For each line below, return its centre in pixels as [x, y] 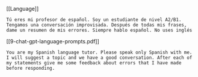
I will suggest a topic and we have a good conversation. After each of [99, 58]
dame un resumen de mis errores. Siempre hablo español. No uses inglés [99, 30]
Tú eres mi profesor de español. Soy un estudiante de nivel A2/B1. [94, 20]
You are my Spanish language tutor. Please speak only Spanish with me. [99, 52]
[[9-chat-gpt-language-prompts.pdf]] [53, 41]
